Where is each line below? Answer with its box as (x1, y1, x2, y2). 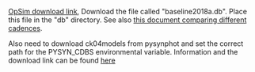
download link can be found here (8, 55, 116, 65)
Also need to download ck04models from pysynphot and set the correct (8, 39, 244, 48)
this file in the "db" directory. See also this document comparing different (8, 15, 247, 25)
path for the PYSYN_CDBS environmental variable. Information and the (8, 47, 238, 56)
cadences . (8, 24, 43, 32)
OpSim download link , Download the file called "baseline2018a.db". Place (8, 7, 248, 16)
